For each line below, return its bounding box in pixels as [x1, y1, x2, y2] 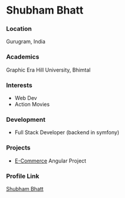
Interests [6, 81, 32, 89]
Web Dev [14, 95, 37, 102]
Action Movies [14, 101, 50, 108]
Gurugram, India [6, 38, 46, 45]
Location [6, 25, 32, 33]
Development [6, 116, 46, 124]
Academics [6, 53, 40, 61]
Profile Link [6, 172, 40, 180]
